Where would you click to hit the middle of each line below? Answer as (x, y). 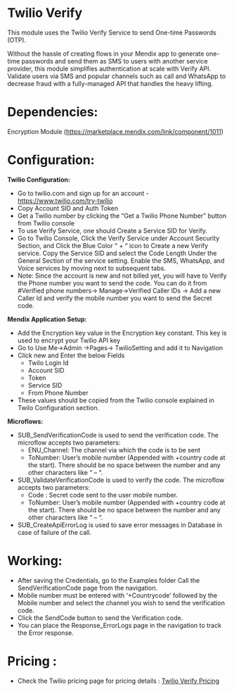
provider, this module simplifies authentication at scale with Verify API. (109, 68)
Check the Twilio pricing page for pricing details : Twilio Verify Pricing (118, 681)
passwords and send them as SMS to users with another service (115, 61)
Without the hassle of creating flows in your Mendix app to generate (106, 54)
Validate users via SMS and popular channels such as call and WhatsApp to (117, 76)
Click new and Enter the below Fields (71, 355)
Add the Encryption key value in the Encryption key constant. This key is (122, 333)
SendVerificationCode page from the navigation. (87, 588)
